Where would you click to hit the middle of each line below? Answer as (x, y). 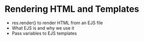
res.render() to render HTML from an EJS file (57, 23)
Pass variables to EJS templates (44, 33)
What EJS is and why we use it (43, 28)
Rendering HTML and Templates (72, 9)
